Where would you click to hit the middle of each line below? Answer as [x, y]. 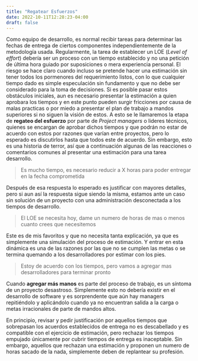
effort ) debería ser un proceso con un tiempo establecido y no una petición [98, 58]
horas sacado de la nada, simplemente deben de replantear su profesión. [95, 352]
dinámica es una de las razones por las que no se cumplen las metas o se [96, 248]
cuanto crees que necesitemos [58, 225]
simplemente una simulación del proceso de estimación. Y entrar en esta [95, 242]
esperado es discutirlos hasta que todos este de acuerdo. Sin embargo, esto [99, 140]
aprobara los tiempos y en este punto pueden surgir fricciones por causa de [99, 102]
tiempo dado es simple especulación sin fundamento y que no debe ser [93, 83]
